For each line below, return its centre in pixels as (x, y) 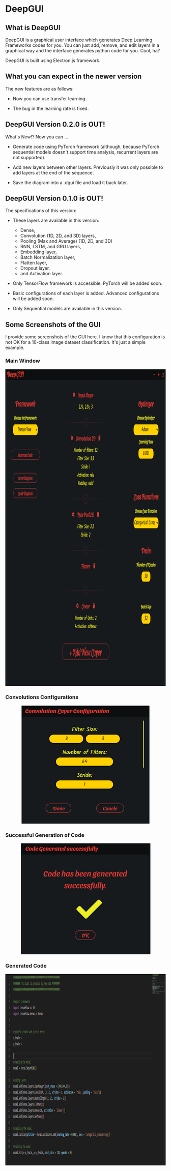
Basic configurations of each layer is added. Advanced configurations (86, 294)
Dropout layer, (35, 268)
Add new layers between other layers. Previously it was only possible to (88, 167)
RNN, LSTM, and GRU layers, (51, 247)
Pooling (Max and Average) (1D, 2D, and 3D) (66, 241)
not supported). (29, 157)
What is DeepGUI (33, 28)
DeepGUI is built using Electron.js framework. (53, 61)
